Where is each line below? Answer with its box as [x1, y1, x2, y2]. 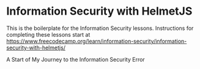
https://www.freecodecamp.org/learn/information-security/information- [6, 37, 187, 45]
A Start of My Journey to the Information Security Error [6, 56, 145, 63]
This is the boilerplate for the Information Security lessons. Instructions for [6, 24, 194, 32]
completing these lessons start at [6, 31, 91, 38]
